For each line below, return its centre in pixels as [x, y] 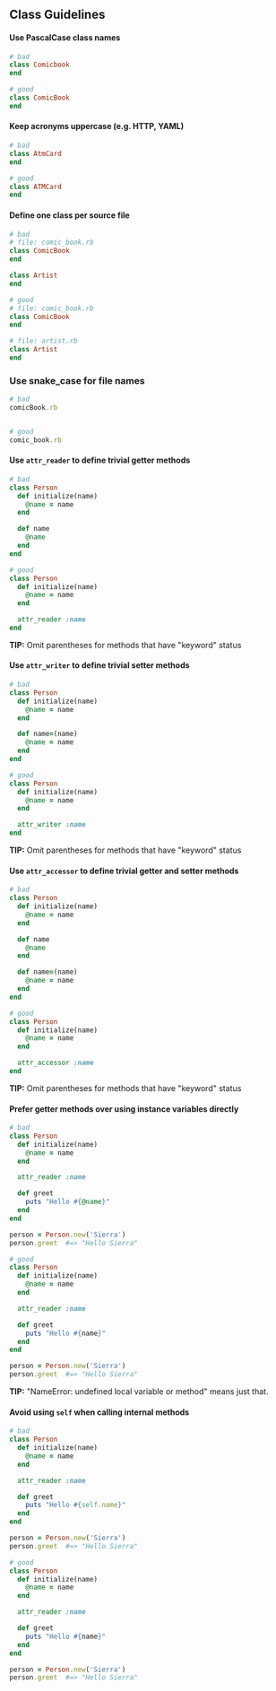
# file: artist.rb [43, 341]
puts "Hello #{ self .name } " [76, 1505]
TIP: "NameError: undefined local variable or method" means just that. [139, 1392]
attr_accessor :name [56, 1063]
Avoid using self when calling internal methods [99, 1412]
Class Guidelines [57, 15]
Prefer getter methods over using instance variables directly [124, 1109]
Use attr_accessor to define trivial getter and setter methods [124, 871]
